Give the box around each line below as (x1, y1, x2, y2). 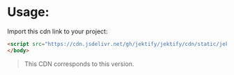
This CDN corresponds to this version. (24, 60, 134, 68)
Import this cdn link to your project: (7, 27, 108, 35)
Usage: (7, 4, 50, 20)
